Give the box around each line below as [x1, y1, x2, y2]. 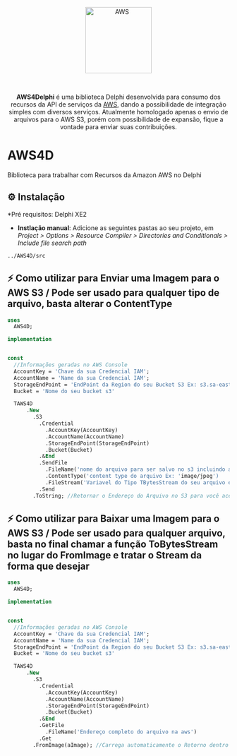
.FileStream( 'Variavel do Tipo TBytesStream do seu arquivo [44, 479, 226, 486]
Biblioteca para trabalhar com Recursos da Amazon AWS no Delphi [7, 170, 202, 179]
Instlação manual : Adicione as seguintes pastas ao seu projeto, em [17, 223, 214, 232]
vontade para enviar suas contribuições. [59, 123, 178, 131]
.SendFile [38, 460, 68, 467]
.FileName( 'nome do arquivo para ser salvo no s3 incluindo [44, 466, 226, 473]
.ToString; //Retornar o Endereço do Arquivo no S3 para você [32, 492, 219, 499]
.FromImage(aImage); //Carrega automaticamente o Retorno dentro [32, 741, 229, 748]
